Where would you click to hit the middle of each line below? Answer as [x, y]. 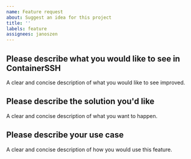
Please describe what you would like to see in [93, 59]
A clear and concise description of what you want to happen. [82, 116]
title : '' [19, 23]
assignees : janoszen [32, 34]
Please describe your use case [65, 135]
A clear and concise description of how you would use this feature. [89, 149]
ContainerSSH [34, 68]
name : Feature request [35, 12]
